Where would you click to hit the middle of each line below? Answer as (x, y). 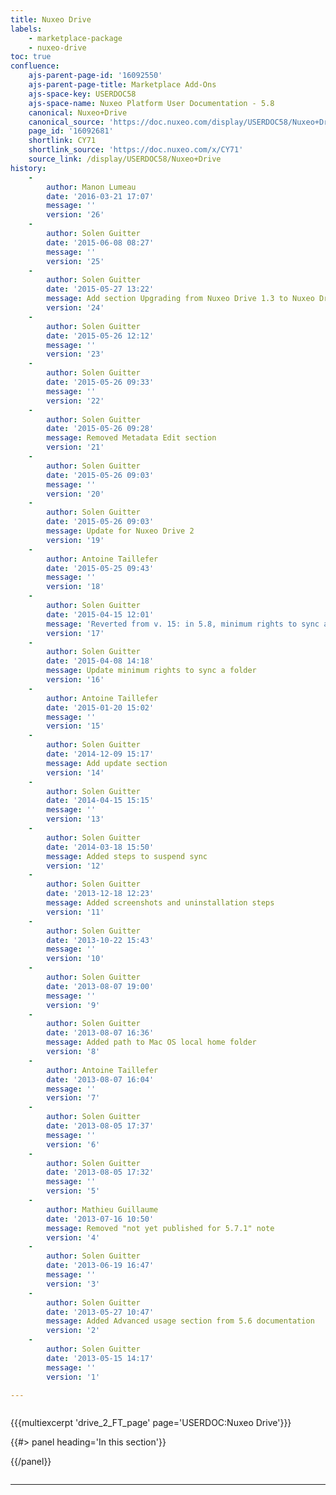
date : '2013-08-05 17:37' (100, 1126)
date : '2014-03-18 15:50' (100, 847)
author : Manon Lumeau (91, 187)
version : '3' (73, 1284)
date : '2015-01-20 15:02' (100, 707)
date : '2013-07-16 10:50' (100, 1219)
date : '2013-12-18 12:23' (100, 894)
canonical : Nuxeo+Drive (78, 112)
